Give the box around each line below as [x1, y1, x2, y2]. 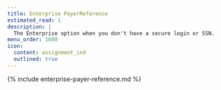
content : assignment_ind [13, 50, 86, 57]
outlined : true [13, 56, 58, 63]
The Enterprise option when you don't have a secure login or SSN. [13, 29, 215, 37]
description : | [7, 23, 52, 30]
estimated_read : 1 [7, 17, 61, 24]
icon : [7, 43, 23, 50]
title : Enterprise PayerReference [7, 10, 109, 17]
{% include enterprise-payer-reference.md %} [7, 75, 142, 83]
